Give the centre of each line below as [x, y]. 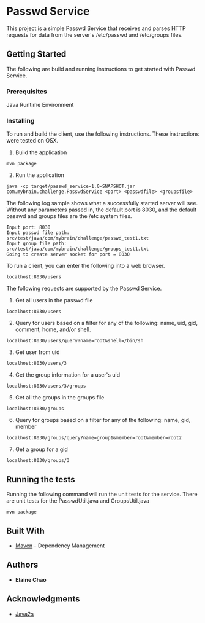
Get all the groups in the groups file [60, 398]
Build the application [41, 152]
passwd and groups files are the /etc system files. [69, 216]
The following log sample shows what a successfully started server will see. [102, 203]
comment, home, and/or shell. [53, 329]
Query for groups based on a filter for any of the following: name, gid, [103, 420]
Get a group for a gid [42, 449]
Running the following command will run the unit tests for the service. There [102, 494]
